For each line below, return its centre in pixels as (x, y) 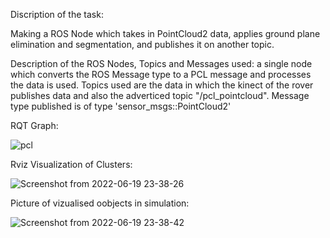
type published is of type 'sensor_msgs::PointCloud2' (121, 106)
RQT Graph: (34, 125)
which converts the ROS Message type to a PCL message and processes (161, 74)
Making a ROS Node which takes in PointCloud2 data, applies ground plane (165, 33)
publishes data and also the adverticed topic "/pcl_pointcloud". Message (160, 95)
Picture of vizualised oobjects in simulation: (100, 203)
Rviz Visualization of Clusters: (71, 164)
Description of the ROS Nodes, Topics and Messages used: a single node (161, 63)
